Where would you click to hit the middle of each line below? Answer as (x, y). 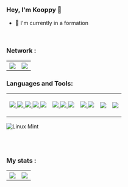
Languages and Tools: (40, 83)
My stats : (21, 160)
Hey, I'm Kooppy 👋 (34, 10)
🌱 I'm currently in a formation (52, 23)
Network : (21, 51)
